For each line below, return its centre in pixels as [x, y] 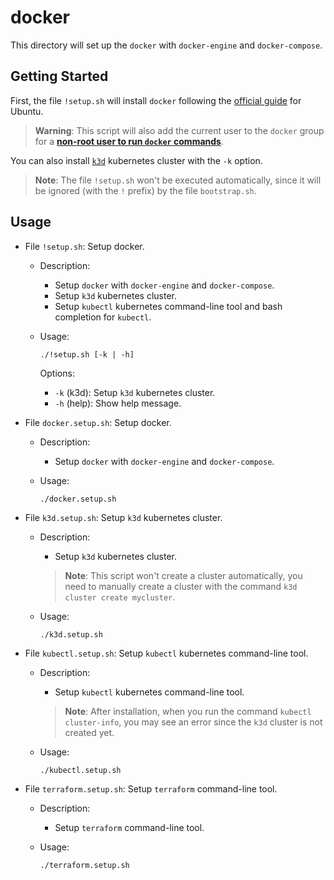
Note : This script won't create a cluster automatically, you [183, 575]
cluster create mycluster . [120, 597]
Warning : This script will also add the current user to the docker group [179, 130]
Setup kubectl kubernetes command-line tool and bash [168, 306]
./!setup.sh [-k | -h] [87, 354]
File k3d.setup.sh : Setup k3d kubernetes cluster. [123, 517]
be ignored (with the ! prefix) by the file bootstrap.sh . [145, 190]
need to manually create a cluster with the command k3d [181, 586]
